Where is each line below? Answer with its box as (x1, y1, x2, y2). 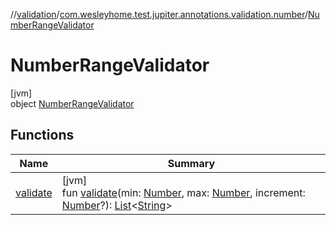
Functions (10, 127, 75, 144)
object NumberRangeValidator (10, 97, 135, 109)
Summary (167, 156, 216, 170)
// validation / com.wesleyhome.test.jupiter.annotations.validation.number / (10, 9, 309, 20)
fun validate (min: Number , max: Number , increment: (61, 185, 306, 199)
